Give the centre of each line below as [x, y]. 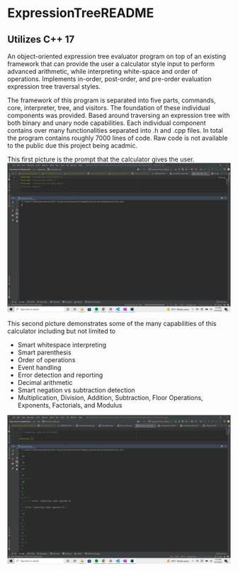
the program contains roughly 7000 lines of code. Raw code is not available [118, 138]
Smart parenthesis [45, 352]
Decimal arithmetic [45, 382]
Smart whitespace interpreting [62, 344]
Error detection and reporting [60, 375]
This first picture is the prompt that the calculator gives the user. [101, 159]
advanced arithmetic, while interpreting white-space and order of [103, 71]
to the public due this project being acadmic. [73, 146]
